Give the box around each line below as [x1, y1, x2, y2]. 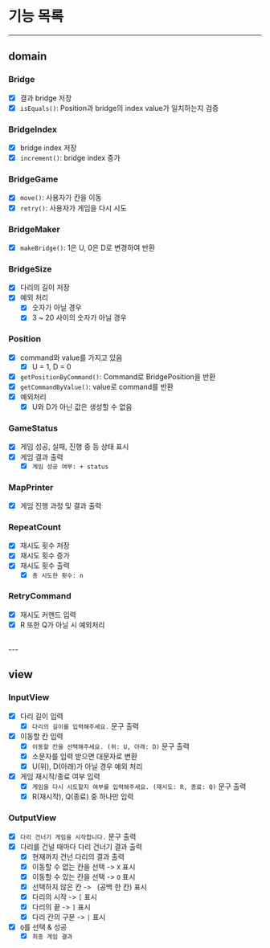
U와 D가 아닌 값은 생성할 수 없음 [31, 402, 133, 412]
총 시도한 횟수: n [31, 571, 84, 579]
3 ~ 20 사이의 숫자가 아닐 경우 [31, 313, 127, 322]
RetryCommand [8, 590, 72, 602]
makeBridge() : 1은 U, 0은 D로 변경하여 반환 [19, 243, 155, 252]
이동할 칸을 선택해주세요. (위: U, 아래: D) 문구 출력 [31, 741, 190, 751]
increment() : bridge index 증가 [19, 153, 121, 163]
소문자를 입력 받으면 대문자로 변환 [31, 751, 138, 761]
